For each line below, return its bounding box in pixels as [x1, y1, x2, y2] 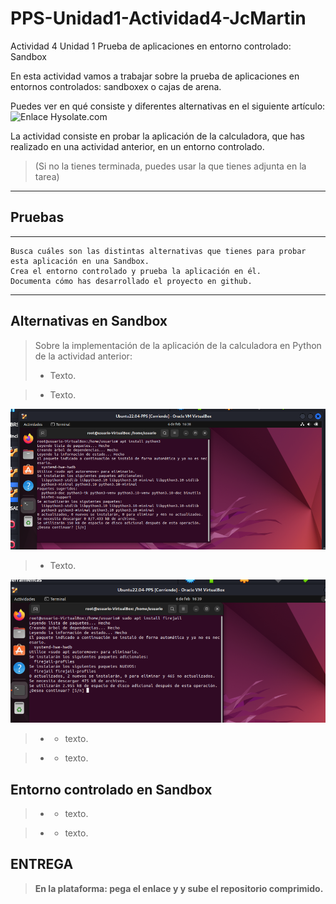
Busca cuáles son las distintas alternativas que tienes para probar [10, 246, 307, 256]
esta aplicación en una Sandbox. [10, 256, 150, 266]
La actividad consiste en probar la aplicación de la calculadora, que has [10, 130, 305, 142]
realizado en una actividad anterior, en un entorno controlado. [10, 140, 265, 152]
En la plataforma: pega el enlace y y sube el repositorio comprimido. [34, 882, 324, 894]
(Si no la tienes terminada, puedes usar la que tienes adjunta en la [34, 160, 307, 172]
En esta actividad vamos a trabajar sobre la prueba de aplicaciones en [10, 70, 300, 82]
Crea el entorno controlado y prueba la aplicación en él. [10, 266, 262, 276]
